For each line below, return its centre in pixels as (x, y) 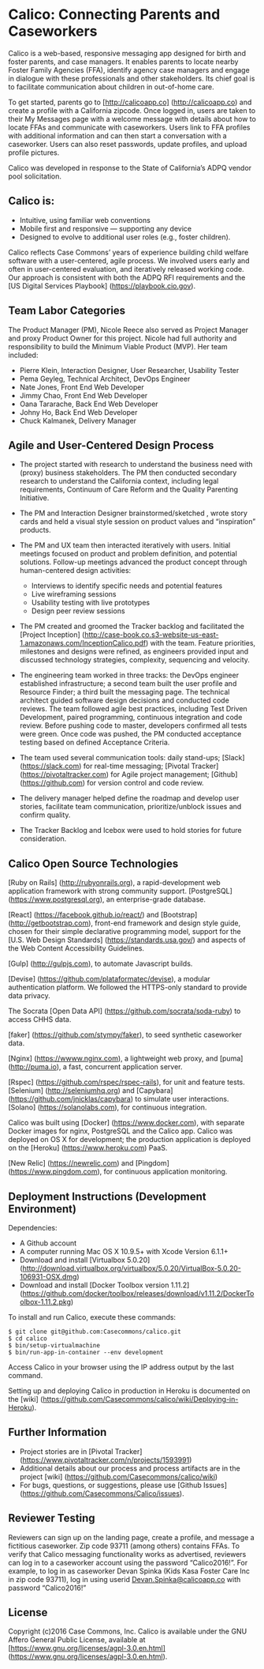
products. (35, 530)
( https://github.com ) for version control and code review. (112, 783)
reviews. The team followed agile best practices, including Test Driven (134, 709)
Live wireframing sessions (74, 594)
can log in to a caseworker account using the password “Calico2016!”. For (128, 1562)
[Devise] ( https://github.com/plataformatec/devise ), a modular (109, 979)
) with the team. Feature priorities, (201, 643)
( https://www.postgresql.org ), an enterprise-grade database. (107, 899)
